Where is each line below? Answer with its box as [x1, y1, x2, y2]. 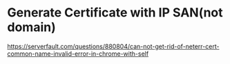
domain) [7, 19, 57, 35]
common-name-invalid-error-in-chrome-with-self [7, 50, 149, 58]
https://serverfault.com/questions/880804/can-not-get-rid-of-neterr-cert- [7, 42, 220, 50]
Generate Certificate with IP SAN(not [7, 5, 223, 21]
